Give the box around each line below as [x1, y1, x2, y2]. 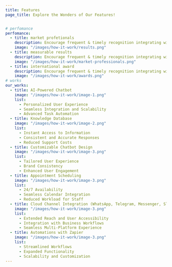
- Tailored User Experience [18, 159, 79, 164]
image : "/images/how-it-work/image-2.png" [14, 121, 106, 126]
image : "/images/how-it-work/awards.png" [14, 74, 104, 79]
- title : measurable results [10, 50, 72, 55]
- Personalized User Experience [18, 102, 88, 107]
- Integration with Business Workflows [18, 221, 104, 226]
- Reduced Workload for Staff [18, 197, 83, 202]
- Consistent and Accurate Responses [18, 135, 100, 140]
